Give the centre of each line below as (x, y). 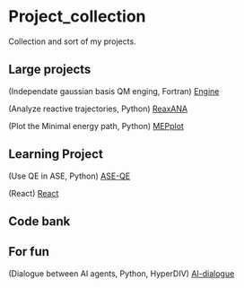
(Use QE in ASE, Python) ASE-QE (70, 176)
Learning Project (56, 154)
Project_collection (77, 17)
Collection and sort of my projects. (72, 41)
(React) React (34, 193)
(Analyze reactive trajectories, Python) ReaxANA (98, 109)
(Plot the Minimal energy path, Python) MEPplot (96, 126)
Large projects (50, 70)
